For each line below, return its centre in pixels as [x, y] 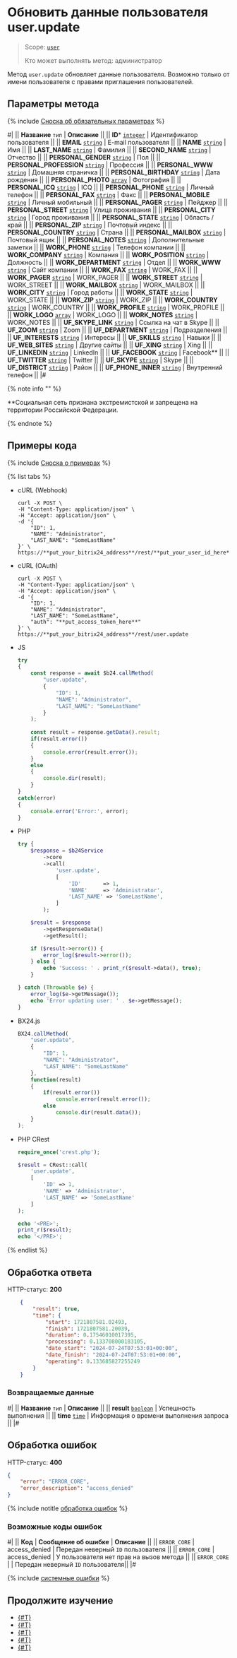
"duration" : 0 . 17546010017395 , [91, 1335]
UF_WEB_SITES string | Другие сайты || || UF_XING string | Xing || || [110, 345]
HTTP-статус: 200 [35, 1289]
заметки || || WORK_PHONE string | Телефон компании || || [96, 247]
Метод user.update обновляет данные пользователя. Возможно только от [119, 74]
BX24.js [29, 1021]
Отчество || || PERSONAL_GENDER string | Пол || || [84, 157]
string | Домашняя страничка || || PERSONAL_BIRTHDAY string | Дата [114, 172]
